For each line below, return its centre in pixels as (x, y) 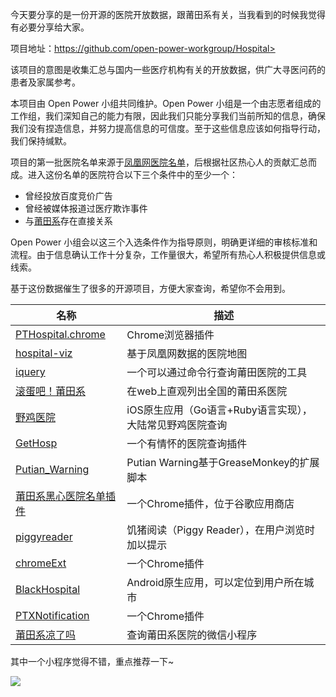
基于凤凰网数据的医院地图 (187, 353)
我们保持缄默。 (41, 141)
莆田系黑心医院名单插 (66, 496)
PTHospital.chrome (60, 334)
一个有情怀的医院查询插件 (187, 443)
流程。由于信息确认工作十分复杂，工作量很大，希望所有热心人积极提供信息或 (168, 254)
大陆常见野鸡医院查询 (177, 425)
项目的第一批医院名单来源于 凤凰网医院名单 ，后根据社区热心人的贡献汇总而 (163, 162)
